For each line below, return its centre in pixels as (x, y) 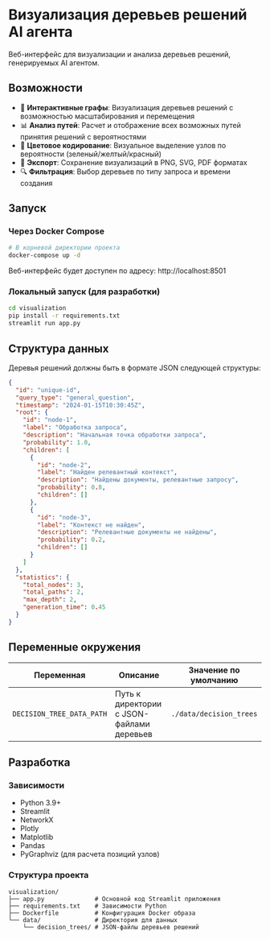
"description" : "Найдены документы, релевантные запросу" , (138, 480)
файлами (133, 724)
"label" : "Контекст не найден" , (92, 525)
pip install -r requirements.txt (64, 316)
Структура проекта (49, 875)
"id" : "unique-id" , (48, 390)
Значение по (214, 670)
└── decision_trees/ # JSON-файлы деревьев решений (111, 927)
